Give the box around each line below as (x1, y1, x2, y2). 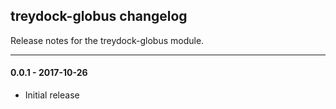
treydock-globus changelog (10, 8, 188, 25)
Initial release (24, 89, 80, 101)
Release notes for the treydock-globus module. (10, 34, 205, 46)
